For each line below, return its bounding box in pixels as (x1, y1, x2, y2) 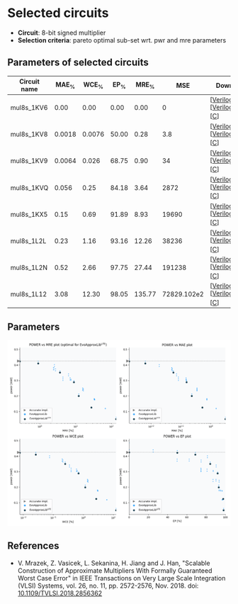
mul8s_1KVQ (10, 183, 49, 192)
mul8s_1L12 (10, 289, 47, 298)
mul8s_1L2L (10, 236, 47, 245)
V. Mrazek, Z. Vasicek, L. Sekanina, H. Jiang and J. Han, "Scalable (17, 559, 210, 567)
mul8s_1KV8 (10, 130, 48, 139)
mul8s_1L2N (10, 263, 48, 272)
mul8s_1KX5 (10, 210, 48, 218)
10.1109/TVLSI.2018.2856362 (17, 588, 103, 597)
